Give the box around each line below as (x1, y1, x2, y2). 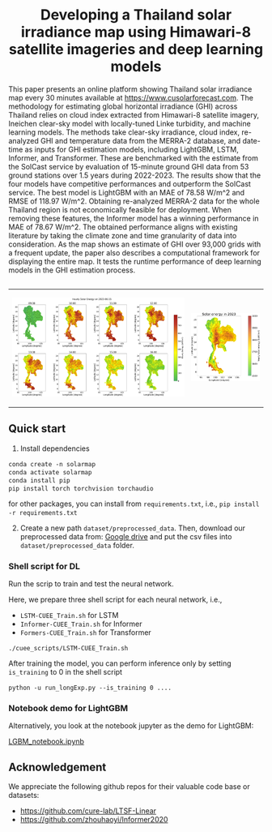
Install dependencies (19, 444, 91, 453)
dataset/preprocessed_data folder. (19, 540, 135, 550)
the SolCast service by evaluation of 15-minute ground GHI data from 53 (8, 161, 249, 171)
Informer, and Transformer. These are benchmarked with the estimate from (8, 152, 259, 163)
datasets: (8, 791, 40, 800)
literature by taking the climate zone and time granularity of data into (8, 230, 237, 240)
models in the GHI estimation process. (8, 265, 136, 275)
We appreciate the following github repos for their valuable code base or (8, 782, 251, 791)
